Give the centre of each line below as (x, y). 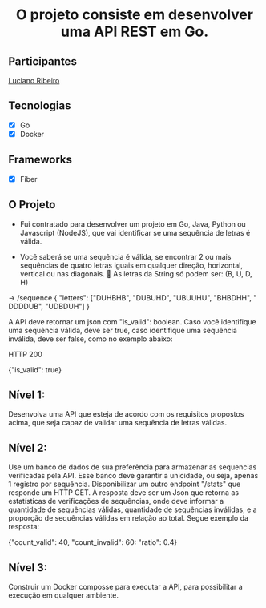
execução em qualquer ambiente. (63, 595)
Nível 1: (27, 395)
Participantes (43, 61)
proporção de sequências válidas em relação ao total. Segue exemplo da (129, 518)
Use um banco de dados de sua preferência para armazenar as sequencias (133, 467)
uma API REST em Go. (135, 32)
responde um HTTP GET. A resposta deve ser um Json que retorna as (123, 493)
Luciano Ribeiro (34, 81)
